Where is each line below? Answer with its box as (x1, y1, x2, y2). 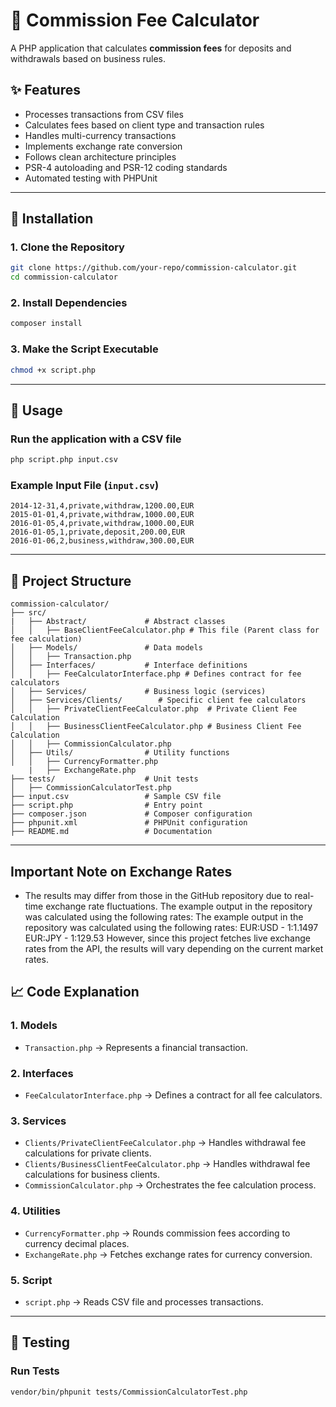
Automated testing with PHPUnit (24, 172, 158, 184)
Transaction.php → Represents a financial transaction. (24, 1041, 249, 1053)
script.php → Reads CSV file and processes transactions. (24, 1295, 264, 1308)
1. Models (10, 1019, 58, 1033)
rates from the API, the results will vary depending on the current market (24, 943, 324, 955)
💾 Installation (10, 210, 94, 228)
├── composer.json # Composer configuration (10, 809, 253, 819)
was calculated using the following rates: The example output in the (24, 911, 304, 923)
